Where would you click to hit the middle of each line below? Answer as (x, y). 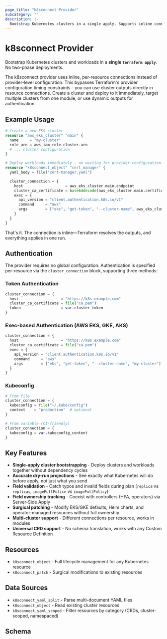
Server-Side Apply (31, 502)
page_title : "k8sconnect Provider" (42, 10)
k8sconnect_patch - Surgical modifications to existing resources (77, 572)
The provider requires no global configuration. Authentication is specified (80, 265)
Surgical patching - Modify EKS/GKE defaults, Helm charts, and (78, 507)
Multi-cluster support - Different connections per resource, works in (83, 518)
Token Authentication (32, 284)
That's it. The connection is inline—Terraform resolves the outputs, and (78, 232)
